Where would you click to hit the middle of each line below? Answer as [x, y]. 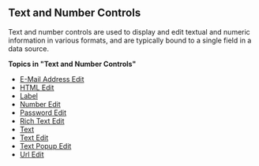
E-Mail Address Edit [52, 79]
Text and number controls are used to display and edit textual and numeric [129, 31]
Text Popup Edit [45, 146]
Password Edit [43, 113]
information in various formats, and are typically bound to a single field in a [130, 40]
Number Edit [40, 104]
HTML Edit [37, 87]
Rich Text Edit [42, 120]
